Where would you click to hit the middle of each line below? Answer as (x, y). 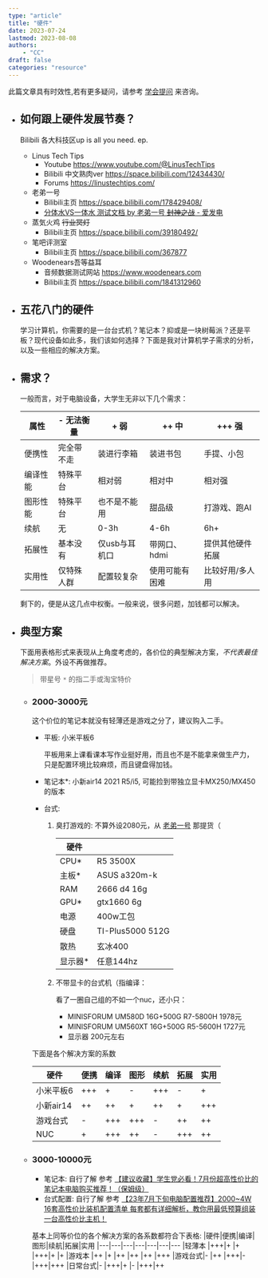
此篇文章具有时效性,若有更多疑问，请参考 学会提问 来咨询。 (106, 91)
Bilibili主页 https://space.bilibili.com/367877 (115, 252)
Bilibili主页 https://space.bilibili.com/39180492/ (121, 232)
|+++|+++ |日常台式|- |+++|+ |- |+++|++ (98, 1265)
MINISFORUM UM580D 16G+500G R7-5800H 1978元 (154, 1017)
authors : (23, 46)
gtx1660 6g (119, 902)
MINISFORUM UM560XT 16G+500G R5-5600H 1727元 (156, 1026)
